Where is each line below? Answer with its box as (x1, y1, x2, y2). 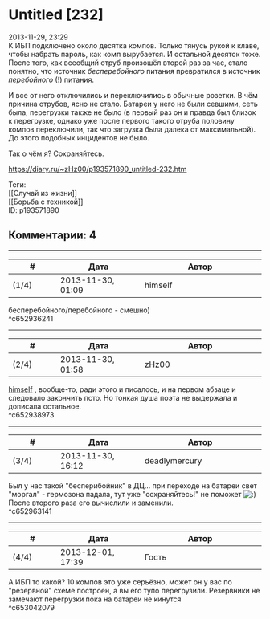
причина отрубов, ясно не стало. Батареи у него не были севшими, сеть (8, 99, 259, 108)
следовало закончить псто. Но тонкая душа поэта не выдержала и (8, 393, 238, 402)
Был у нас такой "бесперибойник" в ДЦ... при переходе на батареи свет (8, 480, 257, 491)
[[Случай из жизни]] (8, 188, 78, 198)
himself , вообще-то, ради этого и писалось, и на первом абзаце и (8, 384, 236, 394)
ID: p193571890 (8, 205, 60, 214)
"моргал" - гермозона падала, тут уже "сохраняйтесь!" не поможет (8, 489, 243, 499)
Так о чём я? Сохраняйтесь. (8, 149, 104, 158)
